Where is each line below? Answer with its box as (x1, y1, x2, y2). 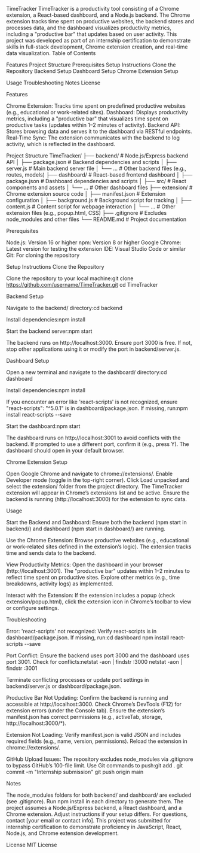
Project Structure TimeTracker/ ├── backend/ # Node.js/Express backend (6, 152, 189, 159)
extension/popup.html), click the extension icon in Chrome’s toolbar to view (6, 598, 192, 605)
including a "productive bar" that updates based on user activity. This (6, 31, 177, 38)
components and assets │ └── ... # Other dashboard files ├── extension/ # (6, 184, 193, 191)
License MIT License (6, 841, 57, 848)
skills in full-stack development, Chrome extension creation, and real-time (6, 43, 188, 50)
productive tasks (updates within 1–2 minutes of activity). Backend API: (6, 122, 181, 128)
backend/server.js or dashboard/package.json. (6, 682, 121, 690)
